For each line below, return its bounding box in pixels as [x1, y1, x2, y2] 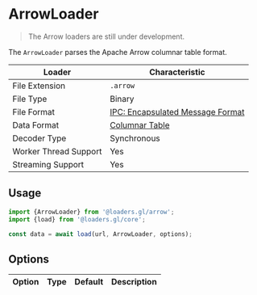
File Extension [12, 80, 66, 91]
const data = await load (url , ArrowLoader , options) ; [8, 230, 193, 238]
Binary [110, 93, 135, 104]
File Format [12, 106, 55, 117]
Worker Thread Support [12, 145, 102, 157]
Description [111, 276, 157, 288]
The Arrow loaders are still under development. [27, 32, 185, 41]
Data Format [12, 119, 60, 130]
